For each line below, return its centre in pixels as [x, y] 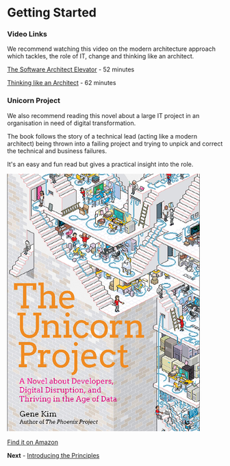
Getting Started [52, 13]
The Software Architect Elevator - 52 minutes [71, 69]
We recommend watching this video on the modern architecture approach [111, 49]
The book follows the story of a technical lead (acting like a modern [102, 136]
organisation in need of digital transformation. [72, 123]
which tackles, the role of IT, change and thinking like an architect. [101, 56]
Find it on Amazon [33, 442]
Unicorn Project [34, 101]
